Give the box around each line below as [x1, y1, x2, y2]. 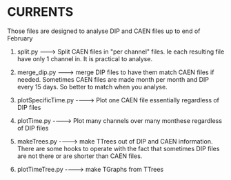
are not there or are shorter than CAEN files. [17, 152, 143, 160]
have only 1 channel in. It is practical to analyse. [17, 54, 153, 63]
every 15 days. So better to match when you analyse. [17, 82, 168, 91]
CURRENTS [7, 4, 74, 20]
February [7, 34, 33, 42]
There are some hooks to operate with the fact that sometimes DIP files [17, 144, 220, 153]
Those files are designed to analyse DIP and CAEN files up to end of [7, 27, 201, 35]
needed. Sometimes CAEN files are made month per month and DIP [17, 75, 209, 83]
